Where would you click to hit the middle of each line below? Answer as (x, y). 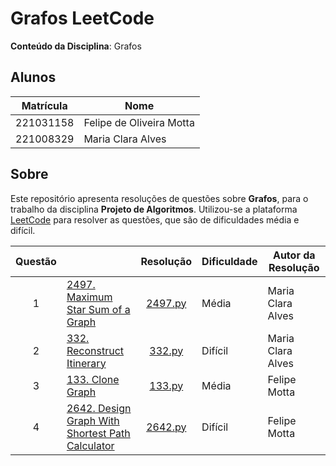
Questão (36, 261)
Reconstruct (95, 350)
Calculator (90, 445)
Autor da (294, 255)
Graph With (93, 420)
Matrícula (44, 105)
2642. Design (99, 408)
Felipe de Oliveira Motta (139, 122)
